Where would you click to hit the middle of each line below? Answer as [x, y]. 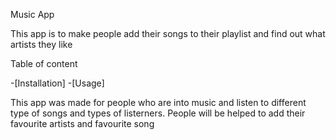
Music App [32, 14]
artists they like [41, 44]
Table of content [44, 63]
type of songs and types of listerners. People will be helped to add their [158, 113]
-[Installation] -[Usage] [57, 83]
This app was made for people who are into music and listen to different [158, 102]
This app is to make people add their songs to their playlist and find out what [168, 33]
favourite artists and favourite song [82, 123]
